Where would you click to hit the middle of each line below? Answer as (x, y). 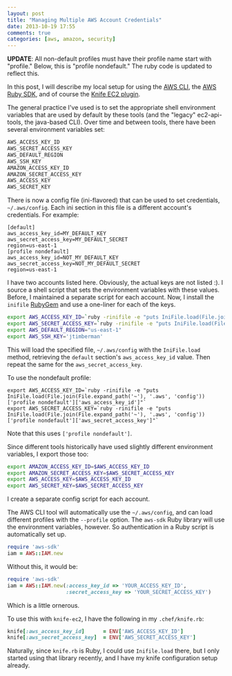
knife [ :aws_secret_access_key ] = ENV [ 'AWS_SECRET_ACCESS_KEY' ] (101, 638)
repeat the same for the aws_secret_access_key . (75, 364)
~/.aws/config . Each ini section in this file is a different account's (99, 208)
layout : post (26, 13)
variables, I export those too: (48, 454)
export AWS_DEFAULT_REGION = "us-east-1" (65, 330)
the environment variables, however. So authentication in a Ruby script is (110, 527)
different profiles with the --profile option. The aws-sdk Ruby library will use (116, 520)
